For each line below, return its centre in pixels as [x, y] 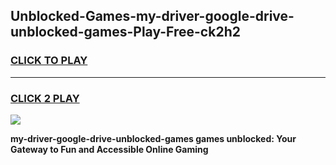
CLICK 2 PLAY [45, 98]
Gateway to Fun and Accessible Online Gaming [109, 149]
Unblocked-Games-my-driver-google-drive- [152, 16]
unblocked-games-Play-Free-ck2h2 [125, 32]
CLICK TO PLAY [49, 61]
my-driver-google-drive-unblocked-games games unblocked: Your [153, 138]
